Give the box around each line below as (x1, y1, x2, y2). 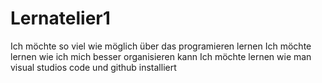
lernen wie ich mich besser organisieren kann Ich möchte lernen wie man (10, 50, 312, 62)
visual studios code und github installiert (10, 61, 177, 73)
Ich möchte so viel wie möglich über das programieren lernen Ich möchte (10, 40, 312, 52)
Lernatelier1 (10, 7, 111, 30)
